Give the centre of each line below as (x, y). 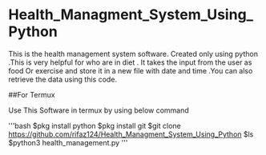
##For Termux (32, 94)
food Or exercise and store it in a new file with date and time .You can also (131, 70)
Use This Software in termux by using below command (99, 110)
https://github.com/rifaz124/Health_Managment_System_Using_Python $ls (131, 134)
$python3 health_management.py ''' (68, 142)
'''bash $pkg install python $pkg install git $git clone (95, 125)
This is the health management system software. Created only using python (133, 54)
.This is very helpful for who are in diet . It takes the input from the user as (130, 62)
